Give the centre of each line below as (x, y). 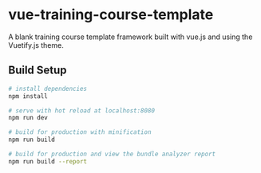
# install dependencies (48, 88)
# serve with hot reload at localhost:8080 (82, 110)
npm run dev (28, 118)
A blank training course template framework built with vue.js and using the (130, 37)
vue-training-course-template (111, 15)
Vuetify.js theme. (36, 45)
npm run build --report (48, 161)
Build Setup (38, 71)
